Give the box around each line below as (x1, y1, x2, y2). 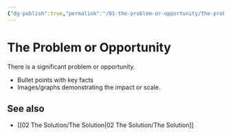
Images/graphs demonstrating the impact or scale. (16, 83, 161, 91)
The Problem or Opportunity (7, 39, 172, 55)
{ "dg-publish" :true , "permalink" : (7, 10, 103, 17)
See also (7, 102, 45, 114)
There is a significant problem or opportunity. (7, 63, 135, 71)
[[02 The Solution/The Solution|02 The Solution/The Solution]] (16, 121, 194, 129)
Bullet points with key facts (16, 76, 94, 84)
